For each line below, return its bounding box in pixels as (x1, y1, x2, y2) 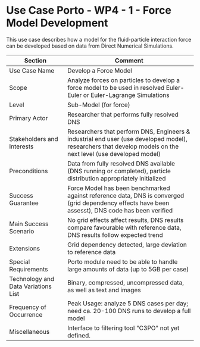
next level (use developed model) (67, 149, 161, 158)
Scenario (9, 227, 35, 235)
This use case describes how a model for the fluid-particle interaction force (6, 36, 192, 43)
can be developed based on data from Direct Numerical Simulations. (6, 42, 174, 49)
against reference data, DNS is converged (67, 191, 185, 199)
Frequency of (9, 303, 46, 311)
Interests (9, 142, 34, 151)
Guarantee (9, 199, 39, 207)
